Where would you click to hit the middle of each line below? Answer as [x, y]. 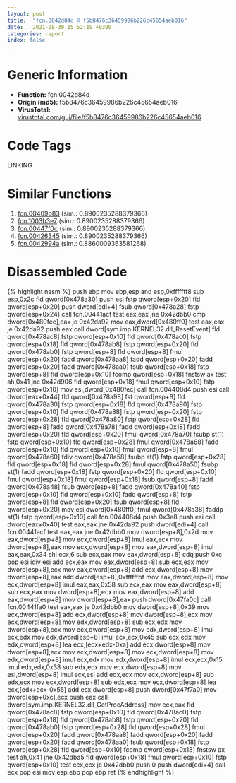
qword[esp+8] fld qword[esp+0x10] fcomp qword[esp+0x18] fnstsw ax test [117, 374]
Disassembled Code [67, 272]
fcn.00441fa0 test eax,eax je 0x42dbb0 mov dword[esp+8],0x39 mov [108, 607]
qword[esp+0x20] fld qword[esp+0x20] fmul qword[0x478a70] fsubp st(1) [116, 434]
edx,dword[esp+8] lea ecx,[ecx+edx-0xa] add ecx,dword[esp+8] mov [109, 644]
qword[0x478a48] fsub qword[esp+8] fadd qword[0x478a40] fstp [104, 487]
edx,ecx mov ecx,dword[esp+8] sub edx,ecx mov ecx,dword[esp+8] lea [112, 682]
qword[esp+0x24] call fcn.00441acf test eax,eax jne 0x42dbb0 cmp [106, 314]
